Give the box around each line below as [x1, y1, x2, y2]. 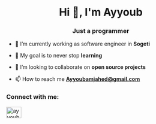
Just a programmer [72, 27, 130, 35]
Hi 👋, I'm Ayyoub [59, 5, 143, 19]
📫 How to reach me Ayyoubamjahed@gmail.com [14, 75, 140, 83]
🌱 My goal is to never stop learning [14, 52, 103, 59]
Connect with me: [6, 93, 59, 101]
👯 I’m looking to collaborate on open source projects [14, 63, 146, 71]
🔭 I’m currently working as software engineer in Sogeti [14, 40, 150, 47]
